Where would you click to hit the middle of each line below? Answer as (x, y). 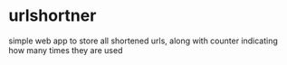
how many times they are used (66, 50)
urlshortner (53, 16)
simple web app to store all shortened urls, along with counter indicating (143, 41)
